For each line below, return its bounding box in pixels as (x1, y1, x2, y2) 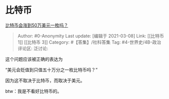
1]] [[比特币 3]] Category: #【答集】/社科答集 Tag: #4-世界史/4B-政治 (17, 39, 161, 45)
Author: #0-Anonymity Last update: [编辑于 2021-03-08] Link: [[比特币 (17, 33, 164, 39)
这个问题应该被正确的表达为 (5, 56, 63, 62)
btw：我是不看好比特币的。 (5, 88, 62, 94)
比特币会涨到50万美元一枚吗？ (5, 22, 69, 28)
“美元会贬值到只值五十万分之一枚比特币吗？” (5, 66, 98, 73)
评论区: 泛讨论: (17, 45, 48, 51)
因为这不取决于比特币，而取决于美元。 (5, 77, 85, 83)
